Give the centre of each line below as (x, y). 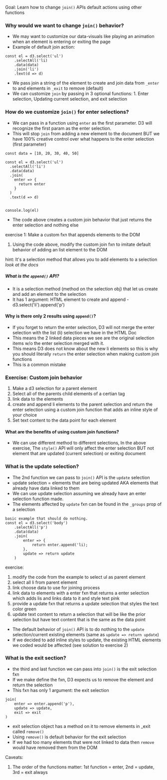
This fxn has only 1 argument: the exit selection (61, 690)
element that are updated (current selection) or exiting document (79, 454)
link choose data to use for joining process (56, 587)
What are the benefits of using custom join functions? (62, 432)
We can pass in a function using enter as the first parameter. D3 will (82, 123)
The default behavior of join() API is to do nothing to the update (78, 629)
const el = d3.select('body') (37, 523)
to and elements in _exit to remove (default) (58, 88)
